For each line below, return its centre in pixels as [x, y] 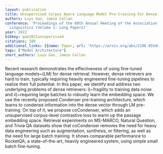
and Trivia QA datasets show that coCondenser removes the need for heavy [81, 126]
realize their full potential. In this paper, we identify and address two [73, 84]
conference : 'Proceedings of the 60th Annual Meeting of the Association [81, 23]
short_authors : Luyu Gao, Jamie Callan [45, 55]
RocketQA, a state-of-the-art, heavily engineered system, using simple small [81, 141]
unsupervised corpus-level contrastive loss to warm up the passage [73, 115]
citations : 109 [20, 41]
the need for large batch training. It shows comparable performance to [75, 136]
